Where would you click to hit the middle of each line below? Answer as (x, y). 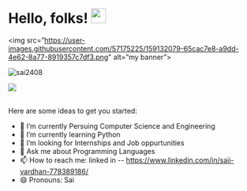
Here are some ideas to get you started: (73, 110)
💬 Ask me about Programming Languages (87, 151)
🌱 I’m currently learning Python (70, 134)
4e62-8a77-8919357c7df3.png (58, 57)
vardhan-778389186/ (54, 171)
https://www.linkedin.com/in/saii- (180, 160)
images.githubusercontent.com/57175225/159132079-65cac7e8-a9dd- (123, 48)
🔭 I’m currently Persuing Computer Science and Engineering (117, 125)
